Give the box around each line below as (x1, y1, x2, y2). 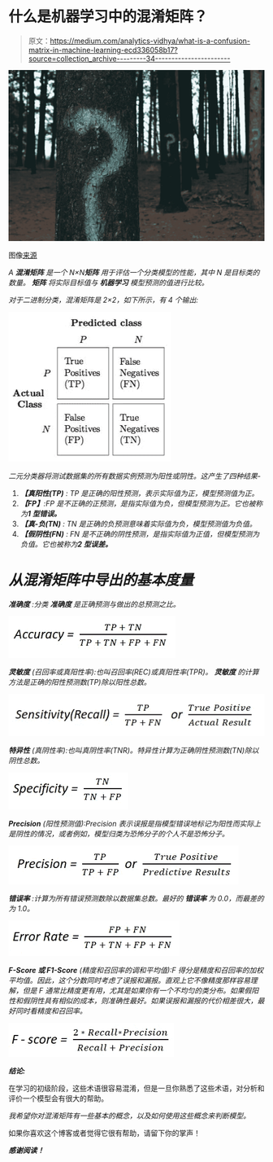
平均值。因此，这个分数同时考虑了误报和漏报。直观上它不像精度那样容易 (8, 976, 250, 985)
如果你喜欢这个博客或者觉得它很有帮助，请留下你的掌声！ (8, 1129, 201, 1138)
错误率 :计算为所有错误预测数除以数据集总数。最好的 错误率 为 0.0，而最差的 (8, 893, 264, 904)
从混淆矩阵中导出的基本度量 (8, 571, 194, 589)
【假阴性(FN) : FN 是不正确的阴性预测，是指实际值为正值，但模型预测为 (19, 528, 260, 538)
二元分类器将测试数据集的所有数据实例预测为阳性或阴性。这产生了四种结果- (8, 471, 262, 480)
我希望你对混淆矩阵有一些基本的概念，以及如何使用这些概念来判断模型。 (8, 1111, 250, 1120)
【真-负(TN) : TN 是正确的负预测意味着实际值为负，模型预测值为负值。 (19, 519, 258, 528)
